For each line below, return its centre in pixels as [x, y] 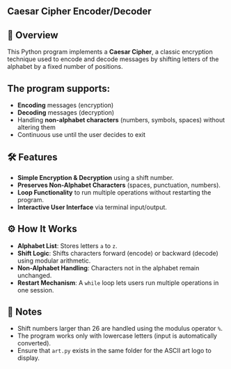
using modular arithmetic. [54, 261]
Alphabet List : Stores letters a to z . [67, 245]
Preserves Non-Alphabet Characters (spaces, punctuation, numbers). [119, 185]
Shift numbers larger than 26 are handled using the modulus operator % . [120, 329]
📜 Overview [33, 35]
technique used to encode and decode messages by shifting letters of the [113, 59]
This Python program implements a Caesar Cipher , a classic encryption [110, 52]
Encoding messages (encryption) [65, 105]
